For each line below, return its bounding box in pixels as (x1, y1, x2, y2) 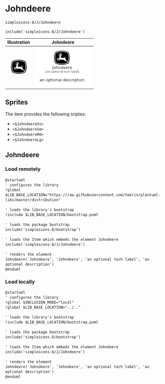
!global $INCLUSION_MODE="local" (5, 300, 74, 305)
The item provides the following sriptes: (5, 111, 86, 117)
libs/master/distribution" (5, 197, 61, 202)
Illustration (7, 39, 31, 45)
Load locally (5, 278, 35, 285)
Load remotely (5, 165, 41, 172)
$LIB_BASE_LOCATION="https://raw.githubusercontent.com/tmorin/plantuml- (5, 192, 161, 197)
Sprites (5, 98, 28, 107)
